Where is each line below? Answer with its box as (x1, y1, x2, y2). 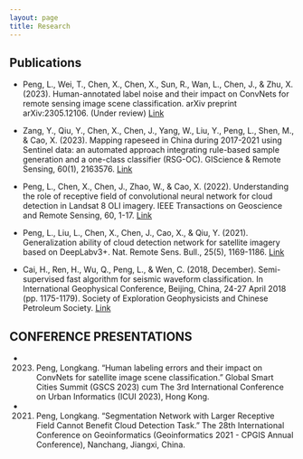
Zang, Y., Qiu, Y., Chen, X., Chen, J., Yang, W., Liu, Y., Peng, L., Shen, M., (22, 126, 294, 136)
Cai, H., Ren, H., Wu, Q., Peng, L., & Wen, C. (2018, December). (22, 264, 257, 276)
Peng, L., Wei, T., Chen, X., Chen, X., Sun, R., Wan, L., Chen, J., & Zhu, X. (22, 79, 294, 90)
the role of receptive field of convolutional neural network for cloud (22, 191, 273, 201)
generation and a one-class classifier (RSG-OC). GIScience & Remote (22, 155, 282, 165)
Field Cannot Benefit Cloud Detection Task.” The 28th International (35, 420, 285, 431)
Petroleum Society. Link (22, 303, 111, 314)
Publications (9, 55, 82, 70)
